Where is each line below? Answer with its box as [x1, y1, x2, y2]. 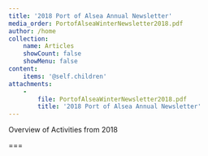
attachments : [8, 80, 53, 88]
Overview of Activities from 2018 [8, 125, 118, 135]
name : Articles [23, 42, 75, 50]
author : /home [8, 27, 57, 35]
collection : [8, 34, 49, 43]
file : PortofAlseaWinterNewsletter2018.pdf [37, 95, 187, 103]
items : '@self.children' [23, 72, 107, 80]
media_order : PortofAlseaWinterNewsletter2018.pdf [8, 19, 184, 28]
